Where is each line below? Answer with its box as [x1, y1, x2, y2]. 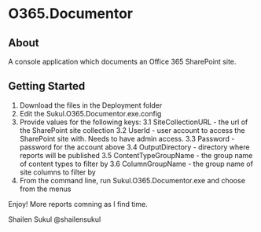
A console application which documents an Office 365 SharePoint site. [8, 57, 237, 66]
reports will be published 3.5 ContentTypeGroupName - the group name [19, 150, 253, 160]
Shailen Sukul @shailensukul [8, 214, 101, 224]
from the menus [19, 184, 72, 193]
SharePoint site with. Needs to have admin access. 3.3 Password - [19, 134, 235, 143]
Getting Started [8, 79, 86, 93]
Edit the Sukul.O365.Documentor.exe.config [19, 109, 162, 118]
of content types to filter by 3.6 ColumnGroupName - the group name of [19, 159, 254, 168]
